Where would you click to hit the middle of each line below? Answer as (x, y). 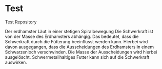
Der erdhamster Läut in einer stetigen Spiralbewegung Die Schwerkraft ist (79, 31)
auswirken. (16, 62)
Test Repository (21, 22)
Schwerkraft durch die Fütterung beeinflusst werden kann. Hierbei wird (76, 41)
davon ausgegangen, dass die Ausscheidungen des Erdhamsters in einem (80, 47)
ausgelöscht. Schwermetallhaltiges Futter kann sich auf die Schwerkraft (77, 57)
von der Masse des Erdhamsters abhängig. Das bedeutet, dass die (72, 36)
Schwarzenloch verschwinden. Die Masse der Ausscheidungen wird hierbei (81, 52)
